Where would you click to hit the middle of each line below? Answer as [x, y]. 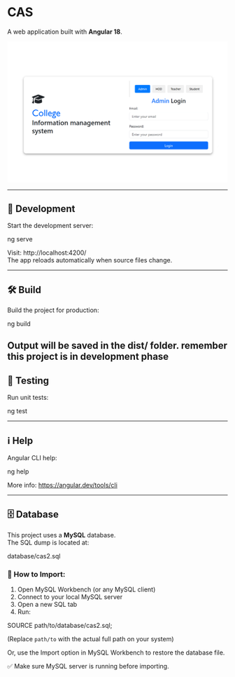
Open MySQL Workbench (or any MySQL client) [86, 589]
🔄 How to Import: [36, 574]
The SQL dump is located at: [48, 542]
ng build [19, 323]
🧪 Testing [28, 381]
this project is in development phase [88, 357]
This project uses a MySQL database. [62, 535]
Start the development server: [50, 226]
